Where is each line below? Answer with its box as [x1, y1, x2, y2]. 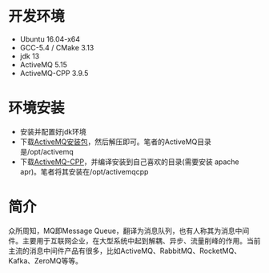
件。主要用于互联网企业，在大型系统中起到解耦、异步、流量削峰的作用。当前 [8, 235, 261, 245]
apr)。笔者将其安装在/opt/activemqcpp [19, 167, 149, 176]
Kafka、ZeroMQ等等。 [8, 255, 82, 265]
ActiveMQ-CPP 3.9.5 [19, 68, 89, 78]
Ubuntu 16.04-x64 [19, 34, 81, 44]
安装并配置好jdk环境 [19, 126, 86, 136]
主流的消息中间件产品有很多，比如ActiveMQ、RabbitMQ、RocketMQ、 [8, 246, 242, 255]
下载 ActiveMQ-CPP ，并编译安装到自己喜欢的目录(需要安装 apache [19, 157, 240, 167]
